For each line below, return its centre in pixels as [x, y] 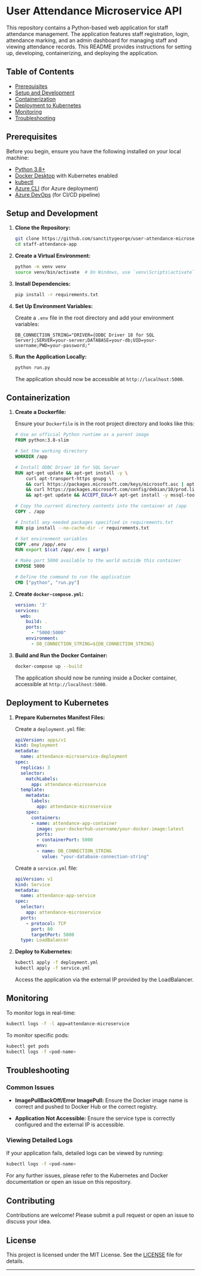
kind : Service [32, 884]
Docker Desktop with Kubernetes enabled [66, 175]
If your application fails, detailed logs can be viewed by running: [85, 1153]
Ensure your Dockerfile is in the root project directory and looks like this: [105, 424]
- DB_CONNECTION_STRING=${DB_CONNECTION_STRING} [93, 644]
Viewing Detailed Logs [39, 1140]
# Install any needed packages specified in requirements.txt [94, 522]
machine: [18, 157]
